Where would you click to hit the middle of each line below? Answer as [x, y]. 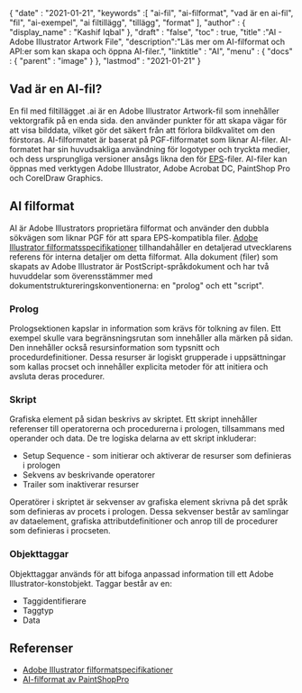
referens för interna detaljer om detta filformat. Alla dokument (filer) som [144, 257]
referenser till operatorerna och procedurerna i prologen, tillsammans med [147, 429]
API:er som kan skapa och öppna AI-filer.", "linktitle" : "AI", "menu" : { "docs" [151, 51]
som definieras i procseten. [60, 531]
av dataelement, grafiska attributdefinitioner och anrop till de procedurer [144, 521]
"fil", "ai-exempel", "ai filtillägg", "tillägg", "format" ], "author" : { [128, 23]
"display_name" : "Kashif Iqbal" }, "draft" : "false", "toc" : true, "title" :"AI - [146, 32]
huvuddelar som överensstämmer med [81, 276]
